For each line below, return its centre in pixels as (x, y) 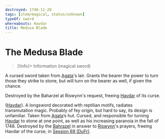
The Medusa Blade (44, 52)
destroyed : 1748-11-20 (28, 10)
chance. (13, 86)
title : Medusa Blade (26, 28)
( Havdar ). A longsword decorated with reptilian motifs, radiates (69, 105)
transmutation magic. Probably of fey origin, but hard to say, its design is (79, 110)
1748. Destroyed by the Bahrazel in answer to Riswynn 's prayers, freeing (79, 126)
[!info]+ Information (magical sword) (54, 66)
